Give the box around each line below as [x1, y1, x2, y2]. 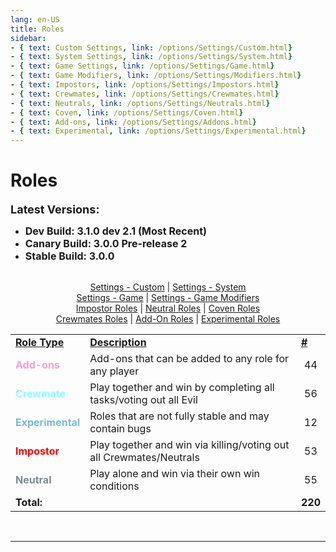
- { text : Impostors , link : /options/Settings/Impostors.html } [10, 80, 280, 90]
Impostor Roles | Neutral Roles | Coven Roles [75, 302, 261, 315]
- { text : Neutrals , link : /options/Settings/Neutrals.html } [10, 98, 271, 108]
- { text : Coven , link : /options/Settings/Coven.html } [10, 107, 244, 118]
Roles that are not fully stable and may [89, 409, 270, 423]
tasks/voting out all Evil [89, 393, 198, 407]
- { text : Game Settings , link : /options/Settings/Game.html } [10, 61, 275, 71]
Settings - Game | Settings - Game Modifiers [76, 292, 260, 304]
